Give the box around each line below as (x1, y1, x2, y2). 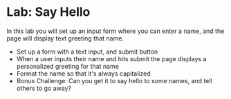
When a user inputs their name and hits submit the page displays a (16, 54, 207, 63)
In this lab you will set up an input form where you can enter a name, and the (6, 27, 225, 35)
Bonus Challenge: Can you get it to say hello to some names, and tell (16, 76, 212, 85)
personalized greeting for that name (16, 62, 119, 70)
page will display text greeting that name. (6, 34, 124, 42)
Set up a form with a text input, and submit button (16, 47, 158, 56)
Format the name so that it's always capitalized (16, 69, 151, 78)
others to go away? (16, 84, 72, 92)
